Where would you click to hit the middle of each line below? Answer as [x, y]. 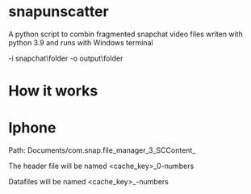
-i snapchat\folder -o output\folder [66, 58]
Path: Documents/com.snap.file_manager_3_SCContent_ [102, 150]
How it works [53, 91]
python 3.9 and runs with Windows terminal [81, 42]
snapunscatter [59, 12]
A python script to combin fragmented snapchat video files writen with [126, 34]
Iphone [32, 128]
